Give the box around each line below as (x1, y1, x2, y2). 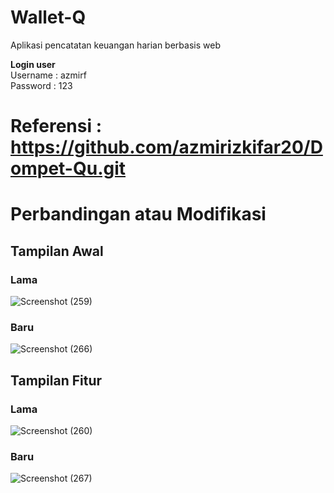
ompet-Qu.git (10, 157, 127, 180)
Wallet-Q (10, 6, 87, 29)
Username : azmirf (10, 69, 87, 81)
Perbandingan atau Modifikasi (10, 203, 267, 226)
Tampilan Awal (10, 242, 104, 260)
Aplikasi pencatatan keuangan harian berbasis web (10, 39, 221, 51)
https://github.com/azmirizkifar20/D (10, 136, 323, 159)
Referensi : (10, 115, 103, 138)
